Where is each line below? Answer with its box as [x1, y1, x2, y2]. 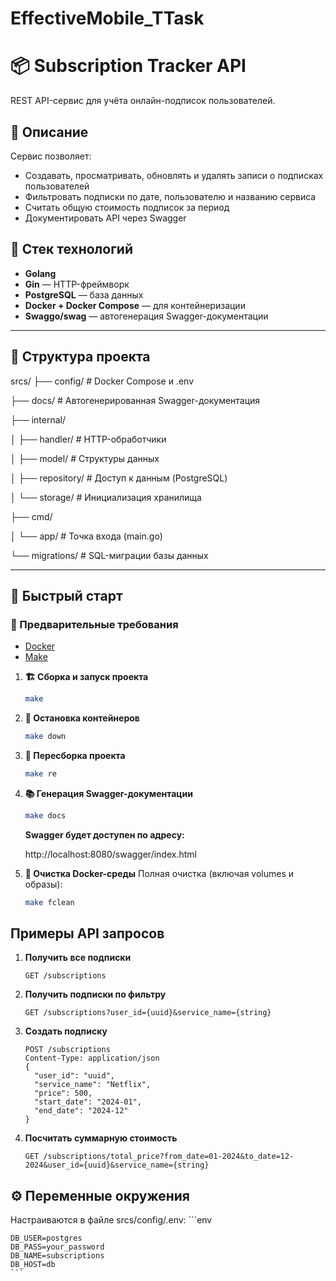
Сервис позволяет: [10, 150, 92, 162]
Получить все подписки [24, 952, 132, 964]
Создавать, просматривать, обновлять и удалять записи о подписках [24, 169, 324, 181]
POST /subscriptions [24, 1045, 111, 1055]
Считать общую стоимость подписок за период [24, 201, 230, 213]
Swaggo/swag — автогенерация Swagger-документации [24, 310, 269, 322]
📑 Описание [10, 123, 89, 141]
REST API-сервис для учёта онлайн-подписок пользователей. [10, 95, 276, 107]
